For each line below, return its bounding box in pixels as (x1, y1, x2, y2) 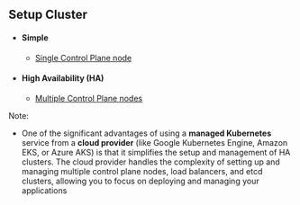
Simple (21, 31, 49, 43)
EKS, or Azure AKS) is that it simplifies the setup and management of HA (21, 147, 291, 157)
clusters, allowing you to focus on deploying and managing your (21, 175, 259, 186)
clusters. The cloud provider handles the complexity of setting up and (21, 156, 280, 167)
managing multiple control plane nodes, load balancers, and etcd (21, 165, 263, 176)
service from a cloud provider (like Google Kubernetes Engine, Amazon (21, 137, 288, 147)
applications (21, 184, 68, 196)
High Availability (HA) (21, 73, 105, 84)
